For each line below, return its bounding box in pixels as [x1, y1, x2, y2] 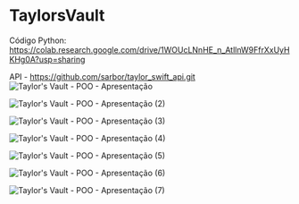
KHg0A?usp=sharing [9, 54, 86, 64]
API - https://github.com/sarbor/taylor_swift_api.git [9, 71, 196, 81]
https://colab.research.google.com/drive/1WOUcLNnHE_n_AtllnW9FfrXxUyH [9, 44, 290, 55]
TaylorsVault [9, 5, 105, 26]
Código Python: [9, 35, 67, 46]
